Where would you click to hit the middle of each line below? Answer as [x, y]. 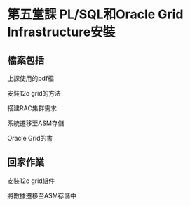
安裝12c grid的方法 [34, 93]
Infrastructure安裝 [61, 32]
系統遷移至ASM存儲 [36, 123]
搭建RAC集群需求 [32, 108]
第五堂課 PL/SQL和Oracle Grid [95, 14]
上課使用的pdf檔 [31, 78]
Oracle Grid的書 [30, 138]
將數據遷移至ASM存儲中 [42, 195]
